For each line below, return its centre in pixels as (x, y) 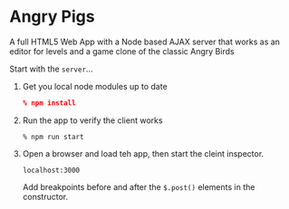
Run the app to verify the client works (92, 120)
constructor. (45, 196)
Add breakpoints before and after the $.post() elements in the (139, 186)
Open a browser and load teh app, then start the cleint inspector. (143, 153)
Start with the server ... (51, 69)
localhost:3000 (51, 170)
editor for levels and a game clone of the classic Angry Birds (122, 51)
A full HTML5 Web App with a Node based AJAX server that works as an (145, 42)
